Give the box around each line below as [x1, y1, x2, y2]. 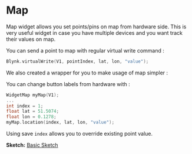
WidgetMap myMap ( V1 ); [6, 92, 59, 98]
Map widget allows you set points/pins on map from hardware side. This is [6, 23, 187, 30]
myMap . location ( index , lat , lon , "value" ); [6, 119, 115, 126]
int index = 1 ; [6, 103, 44, 109]
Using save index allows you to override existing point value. [6, 130, 153, 137]
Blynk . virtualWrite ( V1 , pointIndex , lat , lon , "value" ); [6, 58, 149, 64]
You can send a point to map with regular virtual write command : [6, 47, 165, 54]
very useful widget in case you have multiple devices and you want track [6, 29, 183, 36]
